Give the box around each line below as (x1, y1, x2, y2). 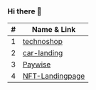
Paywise (22, 60, 51, 69)
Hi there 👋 (7, 6, 43, 16)
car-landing (22, 48, 63, 58)
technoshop (22, 37, 63, 47)
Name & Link (31, 25, 76, 35)
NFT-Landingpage (22, 71, 85, 81)
